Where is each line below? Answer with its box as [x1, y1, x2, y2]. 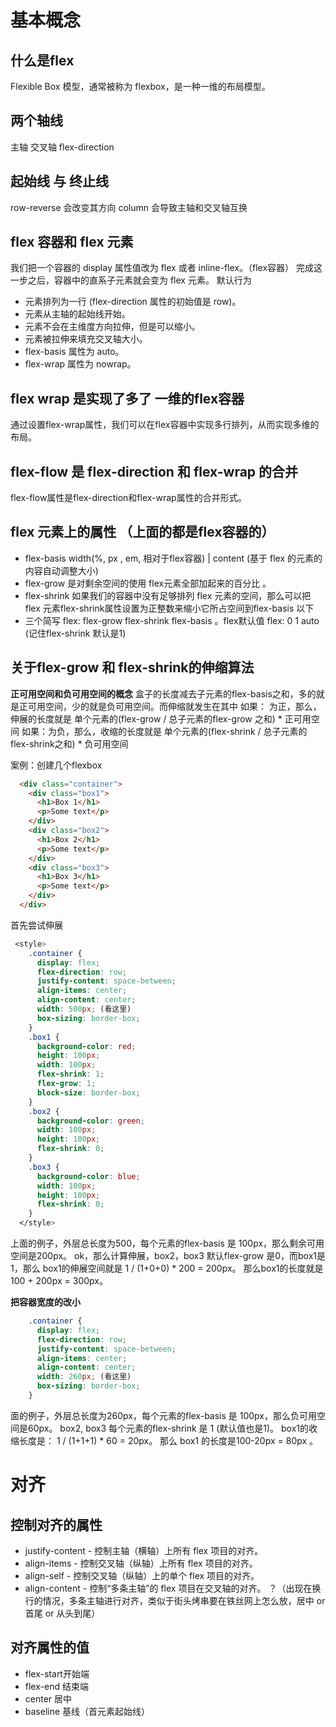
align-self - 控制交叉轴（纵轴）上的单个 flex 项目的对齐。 [24, 1569, 260, 1581]
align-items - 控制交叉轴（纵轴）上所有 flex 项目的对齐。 [24, 1557, 258, 1569]
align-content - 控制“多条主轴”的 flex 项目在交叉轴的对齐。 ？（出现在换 [24, 1582, 322, 1594]
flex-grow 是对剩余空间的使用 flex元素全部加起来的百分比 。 [24, 577, 272, 589]
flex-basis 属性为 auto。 [24, 346, 125, 358]
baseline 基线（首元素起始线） [24, 1705, 151, 1717]
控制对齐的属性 [10, 1516, 103, 1533]
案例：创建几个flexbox [10, 759, 103, 771]
